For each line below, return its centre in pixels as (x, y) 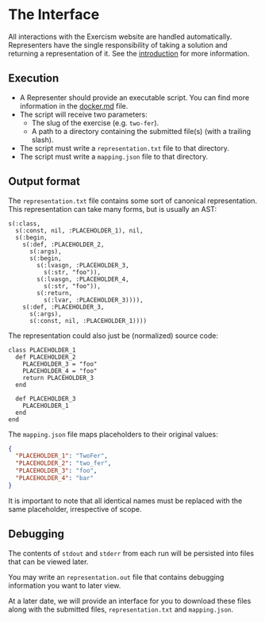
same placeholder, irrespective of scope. (75, 509)
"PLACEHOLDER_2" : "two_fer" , (63, 463)
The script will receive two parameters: (84, 114)
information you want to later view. (65, 586)
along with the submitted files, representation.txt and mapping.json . (121, 609)
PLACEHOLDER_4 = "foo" (60, 371)
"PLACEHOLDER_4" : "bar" (54, 478)
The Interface (54, 15)
